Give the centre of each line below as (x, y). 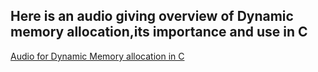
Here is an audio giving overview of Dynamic (152, 16)
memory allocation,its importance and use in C (159, 32)
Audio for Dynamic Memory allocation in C (97, 56)
